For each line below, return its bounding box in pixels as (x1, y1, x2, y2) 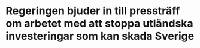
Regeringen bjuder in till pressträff (5, 4, 180, 18)
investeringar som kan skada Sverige (5, 30, 195, 43)
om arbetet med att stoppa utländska (5, 17, 194, 30)
